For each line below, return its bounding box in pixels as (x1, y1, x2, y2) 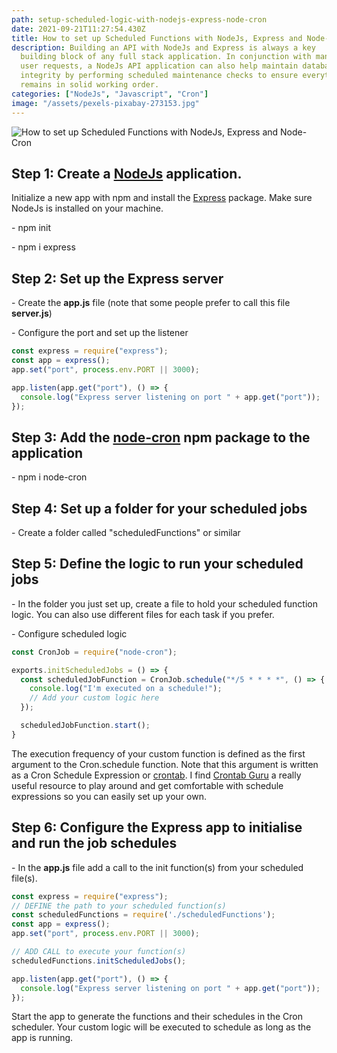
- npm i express (11, 241, 76, 253)
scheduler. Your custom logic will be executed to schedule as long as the (11, 1021, 312, 1033)
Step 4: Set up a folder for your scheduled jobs (11, 500, 308, 517)
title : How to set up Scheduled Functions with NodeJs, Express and (11, 33, 303, 43)
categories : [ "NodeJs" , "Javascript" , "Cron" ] (11, 89, 209, 99)
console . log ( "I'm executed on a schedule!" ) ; (29, 684, 223, 694)
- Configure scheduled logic (11, 627, 128, 640)
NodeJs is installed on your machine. (11, 202, 164, 215)
